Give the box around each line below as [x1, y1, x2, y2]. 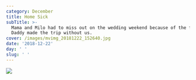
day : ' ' [6, 46, 27, 52]
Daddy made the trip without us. [11, 30, 93, 36]
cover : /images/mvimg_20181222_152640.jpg [6, 35, 111, 41]
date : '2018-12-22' [6, 41, 54, 47]
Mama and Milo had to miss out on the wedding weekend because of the [11, 24, 187, 31]
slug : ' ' [6, 52, 30, 57]
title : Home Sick [6, 14, 48, 20]
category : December [6, 8, 54, 14]
